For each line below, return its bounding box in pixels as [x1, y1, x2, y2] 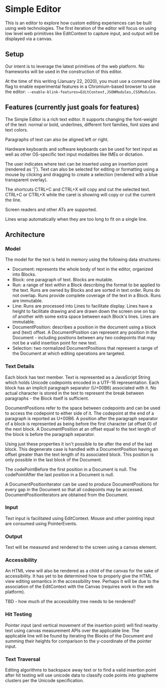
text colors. [5, 126, 28, 132]
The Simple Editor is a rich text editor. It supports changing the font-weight [5, 116, 157, 122]
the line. [5, 197, 22, 203]
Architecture [5, 230, 45, 239]
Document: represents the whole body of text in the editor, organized [12, 266, 153, 272]
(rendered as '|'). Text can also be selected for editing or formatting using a [5, 166, 159, 172]
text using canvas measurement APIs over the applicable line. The [5, 627, 140, 633]
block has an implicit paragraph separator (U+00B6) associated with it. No [5, 384, 157, 390]
